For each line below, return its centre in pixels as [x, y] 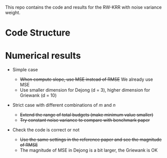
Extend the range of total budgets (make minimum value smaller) [86, 115]
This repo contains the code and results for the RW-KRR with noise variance [83, 7]
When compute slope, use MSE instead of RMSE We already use [86, 79]
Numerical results [43, 56]
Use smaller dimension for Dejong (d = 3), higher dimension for [85, 90]
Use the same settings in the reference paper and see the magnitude [91, 139]
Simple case [25, 70]
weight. [13, 13]
